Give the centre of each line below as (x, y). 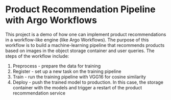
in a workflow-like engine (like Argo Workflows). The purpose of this (77, 40)
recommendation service (39, 93)
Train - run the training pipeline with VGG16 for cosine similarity (79, 77)
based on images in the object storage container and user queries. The (80, 51)
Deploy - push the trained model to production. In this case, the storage (88, 82)
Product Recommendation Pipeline (80, 9)
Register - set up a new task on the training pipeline (67, 71)
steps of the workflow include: (37, 56)
